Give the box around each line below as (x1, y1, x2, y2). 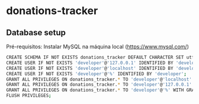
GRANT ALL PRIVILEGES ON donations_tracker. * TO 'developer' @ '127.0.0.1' (6, 82, 192, 88)
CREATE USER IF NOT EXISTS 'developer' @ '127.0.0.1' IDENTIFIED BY (6, 60, 174, 66)
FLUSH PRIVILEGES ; (6, 93, 52, 99)
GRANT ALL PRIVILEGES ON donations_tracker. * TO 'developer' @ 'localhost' (6, 76, 192, 82)
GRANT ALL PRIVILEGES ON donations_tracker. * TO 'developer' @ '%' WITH (6, 87, 184, 93)
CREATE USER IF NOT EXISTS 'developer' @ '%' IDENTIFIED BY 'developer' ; (6, 71, 187, 77)
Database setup (6, 28, 66, 38)
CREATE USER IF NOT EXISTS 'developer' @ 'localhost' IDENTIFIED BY (6, 65, 174, 71)
